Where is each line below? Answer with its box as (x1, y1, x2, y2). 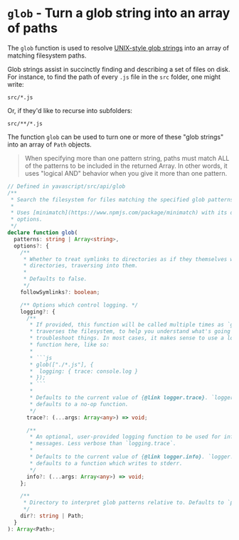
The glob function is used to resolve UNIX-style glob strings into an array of (7, 43, 230, 52)
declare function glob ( (7, 229, 78, 236)
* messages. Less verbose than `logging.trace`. (29, 440, 176, 448)
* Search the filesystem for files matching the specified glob (10, 196, 205, 203)
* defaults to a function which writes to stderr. (29, 460, 183, 467)
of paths (7, 20, 58, 36)
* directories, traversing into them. (23, 262, 139, 270)
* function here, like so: (29, 342, 110, 349)
